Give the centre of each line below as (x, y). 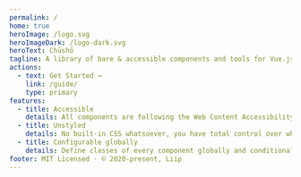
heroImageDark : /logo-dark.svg (68, 42)
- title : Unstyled (52, 126)
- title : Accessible (56, 109)
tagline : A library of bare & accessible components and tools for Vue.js (152, 59)
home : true (30, 26)
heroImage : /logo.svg (50, 34)
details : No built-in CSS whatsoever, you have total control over (154, 134)
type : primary (52, 92)
